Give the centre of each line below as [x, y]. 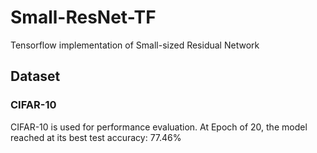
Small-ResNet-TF [83, 17]
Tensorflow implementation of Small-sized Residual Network [135, 45]
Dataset [35, 76]
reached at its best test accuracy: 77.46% [96, 137]
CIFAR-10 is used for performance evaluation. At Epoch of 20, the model [159, 127]
